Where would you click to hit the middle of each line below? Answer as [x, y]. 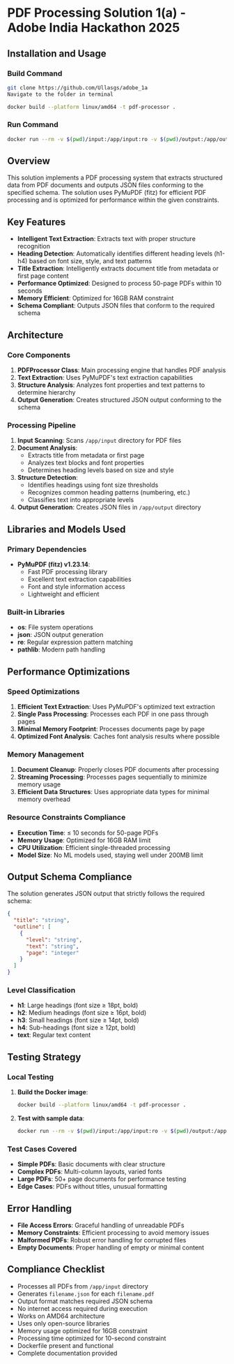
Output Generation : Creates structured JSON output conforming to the [119, 399]
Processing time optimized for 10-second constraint [92, 1338]
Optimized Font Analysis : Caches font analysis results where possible [118, 736]
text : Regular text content [54, 1035]
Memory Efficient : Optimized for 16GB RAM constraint [95, 298]
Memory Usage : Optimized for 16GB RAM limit [84, 840]
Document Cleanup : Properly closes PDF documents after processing [118, 770]
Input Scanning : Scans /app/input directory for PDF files [99, 441]
